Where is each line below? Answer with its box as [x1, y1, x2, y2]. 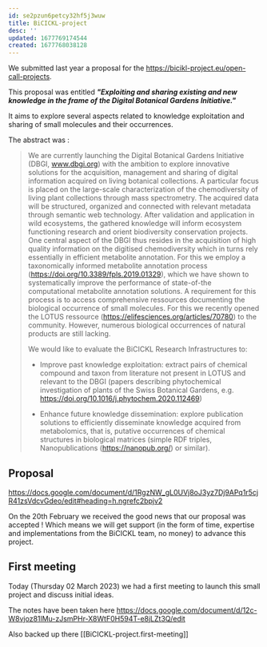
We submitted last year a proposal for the [8, 63, 145, 73]
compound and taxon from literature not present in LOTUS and [39, 368, 246, 378]
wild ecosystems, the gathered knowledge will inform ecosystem [27, 219, 242, 228]
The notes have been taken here [8, 605, 115, 615]
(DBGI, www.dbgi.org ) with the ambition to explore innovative [27, 159, 230, 169]
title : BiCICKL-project [8, 19, 88, 27]
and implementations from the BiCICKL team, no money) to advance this [8, 528, 246, 538]
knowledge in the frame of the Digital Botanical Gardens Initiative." [8, 96, 237, 105]
